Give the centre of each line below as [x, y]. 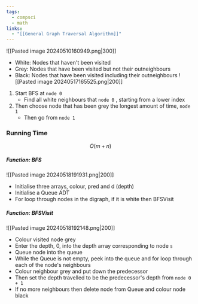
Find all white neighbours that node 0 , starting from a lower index [104, 100]
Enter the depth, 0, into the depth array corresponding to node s [94, 246]
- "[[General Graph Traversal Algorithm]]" [66, 34]
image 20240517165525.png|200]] [80, 82]
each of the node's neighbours [53, 265]
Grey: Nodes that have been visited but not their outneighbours [93, 69]
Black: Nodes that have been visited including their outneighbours [96, 75]
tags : [13, 12]
